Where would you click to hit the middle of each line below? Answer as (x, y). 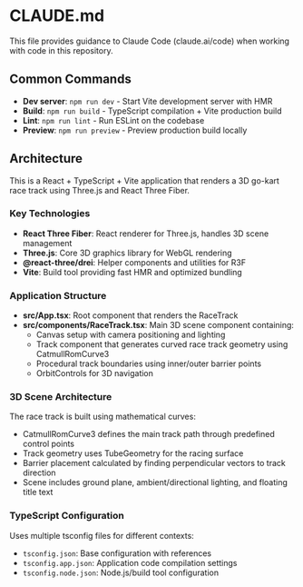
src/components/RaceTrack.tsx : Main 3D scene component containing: (158, 325)
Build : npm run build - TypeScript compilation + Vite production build (152, 111)
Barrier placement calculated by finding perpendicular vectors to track (154, 463)
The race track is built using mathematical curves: (103, 417)
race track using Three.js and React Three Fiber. (100, 190)
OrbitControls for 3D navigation (95, 373)
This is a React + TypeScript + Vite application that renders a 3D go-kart (144, 180)
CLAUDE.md (57, 16)
